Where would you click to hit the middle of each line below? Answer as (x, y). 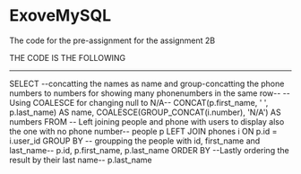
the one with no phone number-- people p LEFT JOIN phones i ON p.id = (143, 131)
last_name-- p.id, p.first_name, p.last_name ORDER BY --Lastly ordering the (149, 150)
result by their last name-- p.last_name (81, 160)
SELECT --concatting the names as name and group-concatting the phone (147, 83)
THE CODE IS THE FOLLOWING (68, 57)
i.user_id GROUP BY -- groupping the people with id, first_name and (135, 141)
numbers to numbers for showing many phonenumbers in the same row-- (145, 93)
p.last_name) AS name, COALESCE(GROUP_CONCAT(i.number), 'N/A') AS (146, 112)
